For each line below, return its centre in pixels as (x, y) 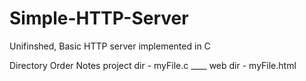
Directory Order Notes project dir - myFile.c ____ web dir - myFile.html (153, 65)
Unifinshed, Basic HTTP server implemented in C (110, 46)
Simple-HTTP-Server (99, 18)
